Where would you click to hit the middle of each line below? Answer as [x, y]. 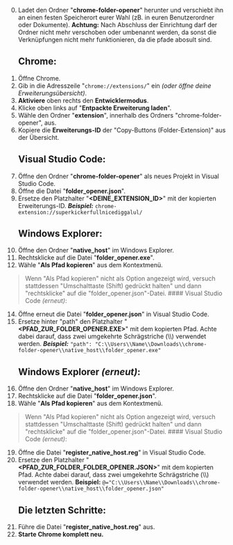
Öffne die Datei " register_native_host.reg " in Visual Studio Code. [112, 452]
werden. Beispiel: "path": [55, 344]
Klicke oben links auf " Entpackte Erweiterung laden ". [95, 108]
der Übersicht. [38, 137]
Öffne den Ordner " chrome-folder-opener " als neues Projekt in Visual [118, 176]
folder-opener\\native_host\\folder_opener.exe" [89, 351]
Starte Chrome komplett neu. [61, 535]
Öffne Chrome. [39, 78]
